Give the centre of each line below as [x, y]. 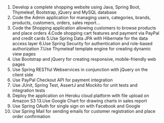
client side [23, 75]
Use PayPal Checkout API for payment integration [62, 80]
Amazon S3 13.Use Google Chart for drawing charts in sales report [80, 101]
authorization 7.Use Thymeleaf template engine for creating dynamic [82, 49]
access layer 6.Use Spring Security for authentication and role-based [82, 43]
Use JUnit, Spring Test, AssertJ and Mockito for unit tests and [75, 85]
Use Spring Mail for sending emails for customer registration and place [84, 111]
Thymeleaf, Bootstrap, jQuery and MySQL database [64, 12]
